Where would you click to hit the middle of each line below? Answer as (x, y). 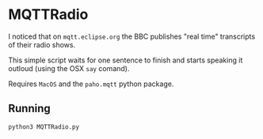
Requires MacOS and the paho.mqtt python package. (91, 84)
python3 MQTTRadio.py (44, 127)
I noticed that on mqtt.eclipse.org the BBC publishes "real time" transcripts (132, 36)
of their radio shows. (42, 44)
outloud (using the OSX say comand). (69, 68)
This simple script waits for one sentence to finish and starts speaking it (126, 60)
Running (30, 109)
